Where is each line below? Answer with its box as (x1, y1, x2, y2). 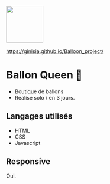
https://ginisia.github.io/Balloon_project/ (6, 48, 104, 55)
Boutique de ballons (14, 88, 64, 95)
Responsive (6, 156, 51, 167)
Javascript (14, 139, 41, 146)
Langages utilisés (6, 111, 73, 121)
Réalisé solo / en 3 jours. (14, 94, 75, 101)
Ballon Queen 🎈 (6, 68, 83, 82)
